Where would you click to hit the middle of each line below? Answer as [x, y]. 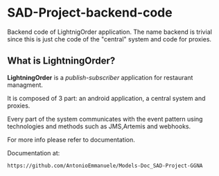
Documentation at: [34, 153]
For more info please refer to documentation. [71, 139]
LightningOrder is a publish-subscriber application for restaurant [100, 77]
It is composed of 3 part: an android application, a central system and [106, 98]
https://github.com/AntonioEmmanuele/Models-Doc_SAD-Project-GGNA [105, 166]
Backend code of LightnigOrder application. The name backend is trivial [110, 32]
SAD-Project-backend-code [90, 13]
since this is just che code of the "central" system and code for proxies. [109, 39]
